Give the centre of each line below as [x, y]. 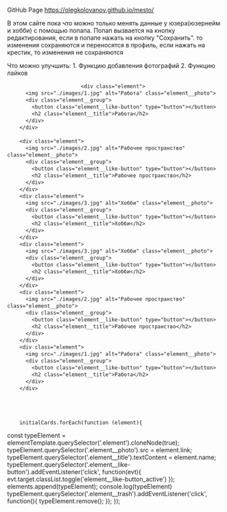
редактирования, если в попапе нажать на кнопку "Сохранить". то [105, 38]
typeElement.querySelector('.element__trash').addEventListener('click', [107, 494]
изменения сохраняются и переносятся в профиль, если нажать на [106, 45]
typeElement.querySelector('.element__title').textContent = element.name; [112, 457]
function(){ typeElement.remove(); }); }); [64, 501]
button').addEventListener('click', [54, 472]
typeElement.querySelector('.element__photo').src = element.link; [100, 450]
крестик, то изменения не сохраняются [65, 52]
